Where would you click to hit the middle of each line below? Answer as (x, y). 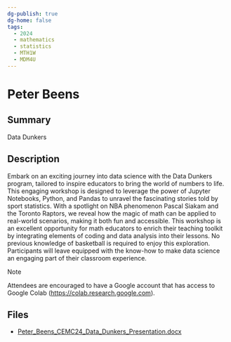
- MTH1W (25, 53)
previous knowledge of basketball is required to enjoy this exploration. (109, 243)
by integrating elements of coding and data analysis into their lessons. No (114, 235)
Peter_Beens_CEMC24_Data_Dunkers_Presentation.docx (99, 331)
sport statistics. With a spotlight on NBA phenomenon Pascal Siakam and (113, 206)
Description (33, 159)
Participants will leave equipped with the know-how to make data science (114, 251)
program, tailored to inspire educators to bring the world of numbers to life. (116, 183)
